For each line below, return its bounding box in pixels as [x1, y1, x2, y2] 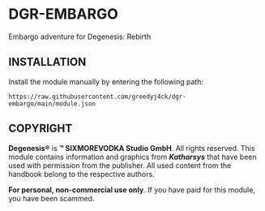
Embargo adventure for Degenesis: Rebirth [8, 32, 152, 41]
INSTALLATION [8, 55, 87, 69]
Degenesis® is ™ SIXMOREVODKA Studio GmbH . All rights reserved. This [8, 143, 255, 153]
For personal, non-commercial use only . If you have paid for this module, [8, 184, 255, 195]
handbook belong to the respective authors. [8, 169, 156, 179]
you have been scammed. [8, 193, 95, 203]
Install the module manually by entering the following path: [8, 76, 204, 86]
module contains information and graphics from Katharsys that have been [8, 152, 257, 161]
